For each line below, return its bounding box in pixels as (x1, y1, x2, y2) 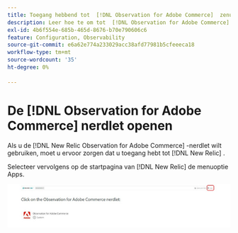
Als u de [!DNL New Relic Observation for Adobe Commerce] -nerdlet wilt (7, 141, 222, 149)
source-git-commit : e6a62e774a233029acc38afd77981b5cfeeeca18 (7, 41, 195, 49)
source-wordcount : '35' (7, 57, 78, 64)
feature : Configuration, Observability (7, 34, 125, 41)
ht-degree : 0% (7, 64, 50, 71)
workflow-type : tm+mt (7, 49, 72, 56)
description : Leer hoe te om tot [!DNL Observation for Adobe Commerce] (7, 18, 230, 26)
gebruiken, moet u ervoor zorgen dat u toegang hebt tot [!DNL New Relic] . (7, 149, 225, 157)
